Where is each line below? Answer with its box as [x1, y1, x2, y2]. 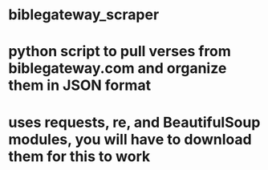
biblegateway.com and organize [8, 59, 227, 78]
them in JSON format [8, 76, 151, 95]
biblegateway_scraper [8, 6, 160, 24]
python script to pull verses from [8, 42, 231, 61]
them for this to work [8, 147, 151, 165]
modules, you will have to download [8, 130, 252, 148]
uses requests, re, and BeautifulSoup [8, 113, 261, 132]
